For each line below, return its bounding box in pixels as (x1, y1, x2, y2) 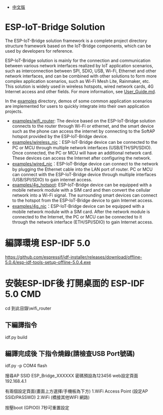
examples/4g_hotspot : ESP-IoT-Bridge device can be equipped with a (12, 182, 152, 188)
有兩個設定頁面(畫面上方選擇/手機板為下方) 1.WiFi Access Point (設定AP (5, 388, 148, 394)
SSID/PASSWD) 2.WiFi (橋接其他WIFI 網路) (5, 395, 90, 400)
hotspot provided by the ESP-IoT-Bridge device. (12, 133, 108, 139)
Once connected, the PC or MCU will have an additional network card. (12, 150, 153, 156)
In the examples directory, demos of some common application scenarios (5, 98, 152, 104)
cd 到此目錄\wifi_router (5, 305, 52, 311)
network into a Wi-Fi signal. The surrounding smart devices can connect (12, 192, 157, 198)
